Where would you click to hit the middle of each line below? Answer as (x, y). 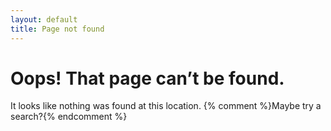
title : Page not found (57, 29)
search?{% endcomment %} (69, 117)
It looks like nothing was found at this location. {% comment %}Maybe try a (166, 106)
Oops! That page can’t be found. (147, 78)
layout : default (44, 19)
